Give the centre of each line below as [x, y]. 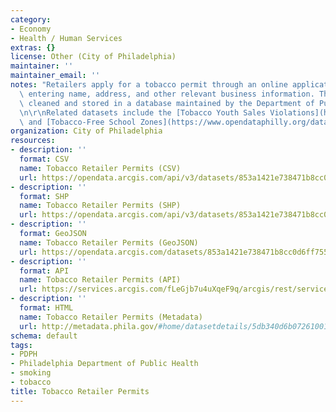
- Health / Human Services [66, 38]
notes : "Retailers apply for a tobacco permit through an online [149, 85]
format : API [44, 271]
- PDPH [24, 354]
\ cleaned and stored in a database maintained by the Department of [167, 103]
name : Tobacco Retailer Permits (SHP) [100, 206]
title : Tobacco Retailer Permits [80, 391]
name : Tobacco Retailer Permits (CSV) [100, 168]
